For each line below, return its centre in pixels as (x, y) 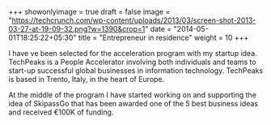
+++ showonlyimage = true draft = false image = (89, 12)
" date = (158, 29)
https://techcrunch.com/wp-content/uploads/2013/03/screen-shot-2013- (134, 20)
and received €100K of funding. (61, 112)
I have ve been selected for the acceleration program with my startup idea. (133, 53)
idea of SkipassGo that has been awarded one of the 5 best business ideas (133, 103)
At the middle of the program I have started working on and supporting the (133, 95)
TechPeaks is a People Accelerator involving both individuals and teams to (132, 62)
